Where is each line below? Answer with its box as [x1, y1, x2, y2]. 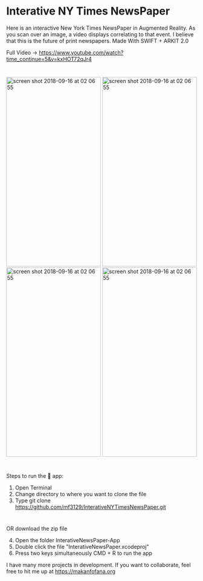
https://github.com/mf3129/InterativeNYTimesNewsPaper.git [14, 503, 166, 511]
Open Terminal [14, 484, 53, 491]
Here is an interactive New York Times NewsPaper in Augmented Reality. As [6, 24, 196, 32]
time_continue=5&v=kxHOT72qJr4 [6, 55, 92, 62]
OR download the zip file [6, 525, 68, 532]
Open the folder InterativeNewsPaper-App [14, 536, 120, 543]
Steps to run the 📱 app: [6, 473, 64, 480]
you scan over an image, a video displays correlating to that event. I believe [6, 30, 194, 38]
